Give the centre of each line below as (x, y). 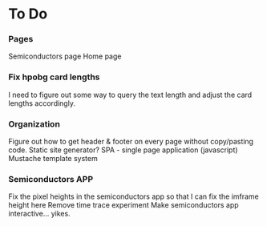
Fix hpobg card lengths (54, 77)
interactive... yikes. (39, 214)
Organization (34, 123)
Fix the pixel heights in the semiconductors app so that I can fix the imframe (133, 196)
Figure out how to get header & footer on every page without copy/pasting (131, 142)
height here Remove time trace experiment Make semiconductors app (123, 205)
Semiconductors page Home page (65, 56)
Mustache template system (53, 159)
